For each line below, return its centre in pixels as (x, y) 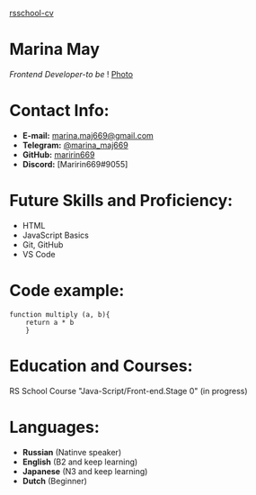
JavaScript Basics (56, 235)
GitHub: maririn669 (58, 154)
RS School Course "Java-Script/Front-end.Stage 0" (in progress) (129, 391)
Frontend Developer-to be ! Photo (71, 74)
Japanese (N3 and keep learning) (85, 471)
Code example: (67, 291)
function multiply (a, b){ (60, 314)
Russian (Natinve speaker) (72, 452)
